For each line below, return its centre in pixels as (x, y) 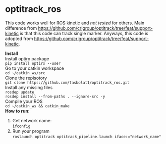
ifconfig (21, 126)
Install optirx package (27, 58)
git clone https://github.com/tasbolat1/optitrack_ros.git (67, 83)
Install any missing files (29, 87)
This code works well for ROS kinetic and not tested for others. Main (75, 23)
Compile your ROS (24, 101)
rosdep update (20, 92)
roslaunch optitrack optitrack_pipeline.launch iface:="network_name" (87, 137)
